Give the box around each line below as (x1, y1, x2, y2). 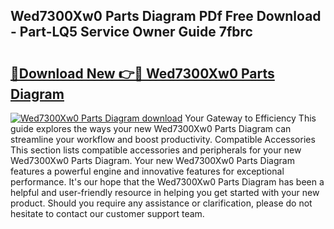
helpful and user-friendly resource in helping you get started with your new (10, 187, 320, 198)
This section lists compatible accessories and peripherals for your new (10, 144, 302, 156)
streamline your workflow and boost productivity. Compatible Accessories (10, 134, 316, 145)
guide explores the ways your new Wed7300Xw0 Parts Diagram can (10, 123, 292, 134)
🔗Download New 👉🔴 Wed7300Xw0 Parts (10, 65, 275, 82)
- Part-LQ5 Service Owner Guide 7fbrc (10, 24, 253, 41)
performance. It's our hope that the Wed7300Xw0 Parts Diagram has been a (10, 176, 325, 188)
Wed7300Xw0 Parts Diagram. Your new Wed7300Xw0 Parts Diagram (10, 155, 295, 166)
